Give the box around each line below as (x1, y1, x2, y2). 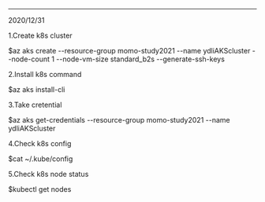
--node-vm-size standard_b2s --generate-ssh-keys (56, 54, 225, 64)
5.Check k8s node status (8, 170, 89, 178)
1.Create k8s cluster (8, 31, 73, 40)
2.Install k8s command (8, 70, 82, 79)
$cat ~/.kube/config (8, 154, 73, 163)
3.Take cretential (8, 100, 62, 109)
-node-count (8, 54, 50, 64)
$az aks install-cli (8, 85, 65, 94)
